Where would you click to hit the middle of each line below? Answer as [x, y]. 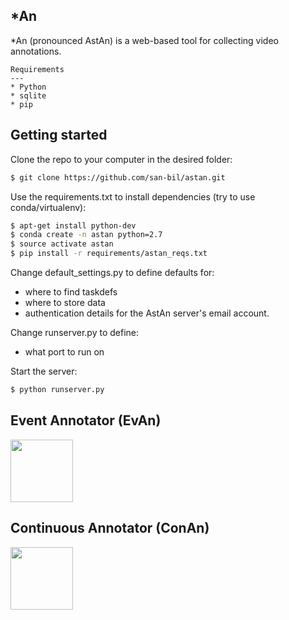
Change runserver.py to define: [75, 332]
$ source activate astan [62, 244]
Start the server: [44, 371]
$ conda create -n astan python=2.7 [86, 235]
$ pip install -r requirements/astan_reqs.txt [109, 254]
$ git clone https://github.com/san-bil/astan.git [118, 177]
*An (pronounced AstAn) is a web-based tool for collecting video [144, 40]
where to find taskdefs [71, 292]
